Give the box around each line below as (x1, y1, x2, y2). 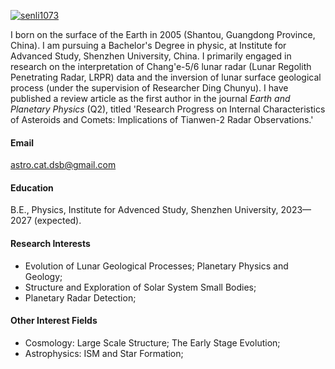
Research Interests (10, 238, 91, 249)
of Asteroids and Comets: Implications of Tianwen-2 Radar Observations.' (10, 114, 314, 125)
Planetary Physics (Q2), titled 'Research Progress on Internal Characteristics (10, 103, 326, 115)
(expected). (33, 215, 82, 227)
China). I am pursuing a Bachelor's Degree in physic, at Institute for (10, 40, 287, 51)
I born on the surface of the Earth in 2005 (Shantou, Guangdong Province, (10, 29, 316, 40)
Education (10, 181, 54, 194)
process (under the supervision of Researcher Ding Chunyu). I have (10, 82, 289, 94)
